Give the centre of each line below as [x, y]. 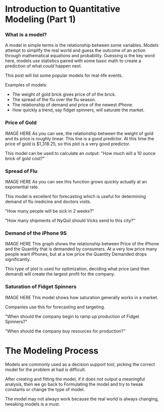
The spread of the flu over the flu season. [54, 100]
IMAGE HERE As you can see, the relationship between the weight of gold [79, 133]
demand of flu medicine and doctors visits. [48, 202]
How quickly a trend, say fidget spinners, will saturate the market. [78, 110]
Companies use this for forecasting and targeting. [55, 307]
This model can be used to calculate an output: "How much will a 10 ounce [80, 153]
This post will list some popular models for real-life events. [64, 76]
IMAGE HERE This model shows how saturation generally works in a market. [82, 297]
